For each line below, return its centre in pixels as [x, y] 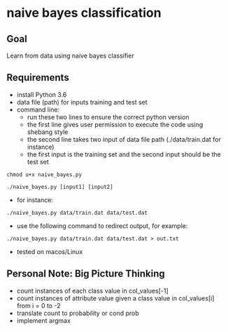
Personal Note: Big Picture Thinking [86, 274]
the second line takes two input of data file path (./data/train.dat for [124, 139]
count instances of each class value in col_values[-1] [92, 291]
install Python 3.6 [42, 94]
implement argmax [44, 320]
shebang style [48, 132]
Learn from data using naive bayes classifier [70, 55]
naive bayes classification [84, 13]
